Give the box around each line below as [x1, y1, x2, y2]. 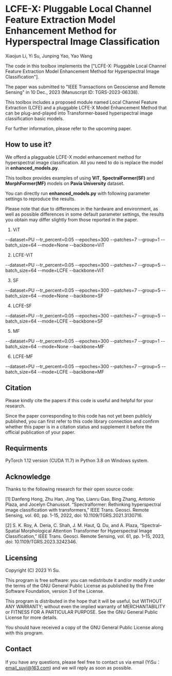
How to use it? [5, 140, 52, 149]
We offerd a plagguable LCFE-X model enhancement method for [5, 154, 142, 160]
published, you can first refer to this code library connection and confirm [5, 418, 159, 424]
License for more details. [5, 614, 58, 621]
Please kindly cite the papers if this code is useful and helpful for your [5, 397, 154, 403]
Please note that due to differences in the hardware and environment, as [5, 205, 158, 212]
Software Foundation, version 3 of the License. [5, 588, 104, 594]
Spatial [5, 528, 20, 534]
